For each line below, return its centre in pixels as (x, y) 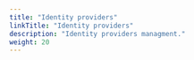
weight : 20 (30, 42)
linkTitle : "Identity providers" (72, 26)
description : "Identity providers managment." (97, 34)
